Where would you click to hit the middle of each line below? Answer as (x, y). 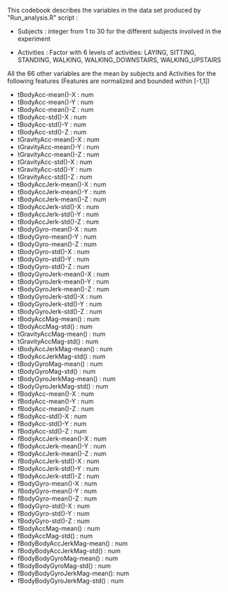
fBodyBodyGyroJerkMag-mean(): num (73, 573)
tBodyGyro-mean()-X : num (57, 229)
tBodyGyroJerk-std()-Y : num (60, 304)
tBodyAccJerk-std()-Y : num (58, 214)
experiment (34, 39)
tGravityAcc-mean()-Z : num (58, 155)
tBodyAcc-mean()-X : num (55, 95)
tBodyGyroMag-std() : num (56, 371)
